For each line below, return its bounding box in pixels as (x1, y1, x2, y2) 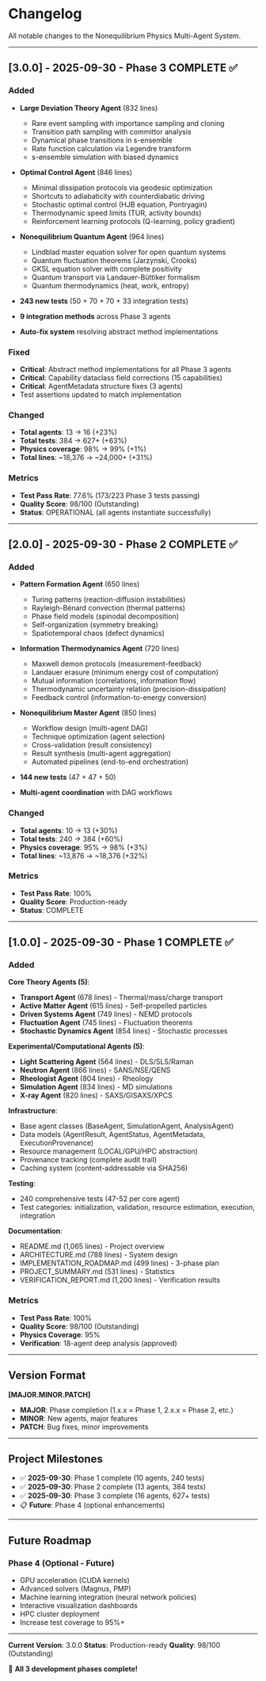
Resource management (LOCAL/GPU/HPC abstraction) (19, 1147, 198, 1156)
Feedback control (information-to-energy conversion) (31, 693, 207, 702)
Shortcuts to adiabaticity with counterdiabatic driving (31, 191, 205, 200)
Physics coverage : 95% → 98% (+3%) (19, 842, 148, 852)
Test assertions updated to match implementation (19, 390, 182, 399)
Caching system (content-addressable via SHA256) (19, 1163, 188, 1173)
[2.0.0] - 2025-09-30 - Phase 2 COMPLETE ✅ (8, 538, 238, 551)
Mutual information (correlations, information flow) (31, 676, 196, 686)
